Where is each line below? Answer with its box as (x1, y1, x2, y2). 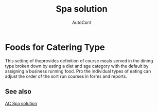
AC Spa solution (5, 100, 37, 106)
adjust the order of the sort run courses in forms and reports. (5, 73, 127, 79)
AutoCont (72, 19, 91, 25)
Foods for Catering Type (5, 41, 105, 53)
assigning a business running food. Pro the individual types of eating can (5, 68, 151, 74)
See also (5, 88, 32, 96)
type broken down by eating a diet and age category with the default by (5, 63, 149, 69)
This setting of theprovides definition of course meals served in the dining (5, 57, 153, 64)
